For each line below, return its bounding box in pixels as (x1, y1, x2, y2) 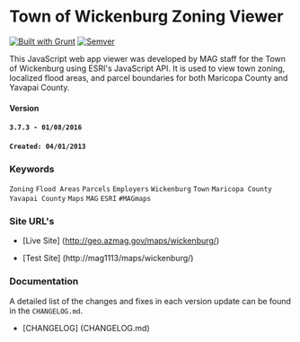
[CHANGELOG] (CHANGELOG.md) (22, 322, 150, 333)
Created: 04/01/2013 (9, 142, 87, 151)
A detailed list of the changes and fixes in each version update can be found (9, 295, 292, 306)
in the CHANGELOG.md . (9, 305, 84, 316)
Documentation (9, 276, 79, 288)
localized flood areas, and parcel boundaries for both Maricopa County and (9, 72, 288, 83)
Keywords (9, 162, 55, 175)
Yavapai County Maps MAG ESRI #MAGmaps (9, 195, 152, 204)
